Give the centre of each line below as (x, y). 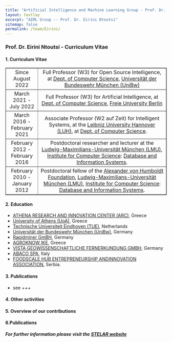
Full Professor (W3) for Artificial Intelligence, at (102, 97)
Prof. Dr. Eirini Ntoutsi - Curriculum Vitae (57, 47)
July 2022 (22, 106)
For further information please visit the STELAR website (66, 334)
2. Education (19, 204)
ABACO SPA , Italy (31, 253)
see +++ (22, 288)
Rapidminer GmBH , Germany (43, 237)
